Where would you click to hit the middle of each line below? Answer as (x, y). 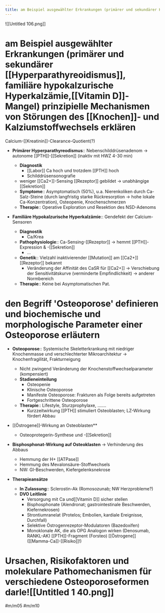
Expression (31, 247)
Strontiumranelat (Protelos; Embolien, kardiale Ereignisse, (85, 515)
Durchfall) (37, 520)
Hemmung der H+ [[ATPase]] (49, 459)
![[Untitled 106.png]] (25, 24)
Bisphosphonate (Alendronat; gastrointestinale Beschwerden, (89, 504)
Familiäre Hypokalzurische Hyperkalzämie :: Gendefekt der (73, 217)
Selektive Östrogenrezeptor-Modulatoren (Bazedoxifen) (83, 525)
